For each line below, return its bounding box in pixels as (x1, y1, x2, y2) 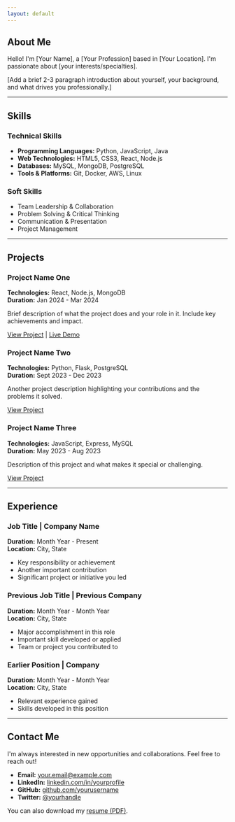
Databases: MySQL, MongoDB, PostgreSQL (17, 162, 145, 170)
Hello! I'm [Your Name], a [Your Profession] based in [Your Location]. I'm (7, 55, 217, 63)
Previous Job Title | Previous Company (7, 590, 142, 600)
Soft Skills (7, 187, 43, 197)
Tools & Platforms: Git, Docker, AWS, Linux (17, 169, 142, 178)
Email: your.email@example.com (17, 770, 113, 779)
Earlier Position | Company (7, 660, 100, 669)
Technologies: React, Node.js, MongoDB (7, 288, 126, 297)
